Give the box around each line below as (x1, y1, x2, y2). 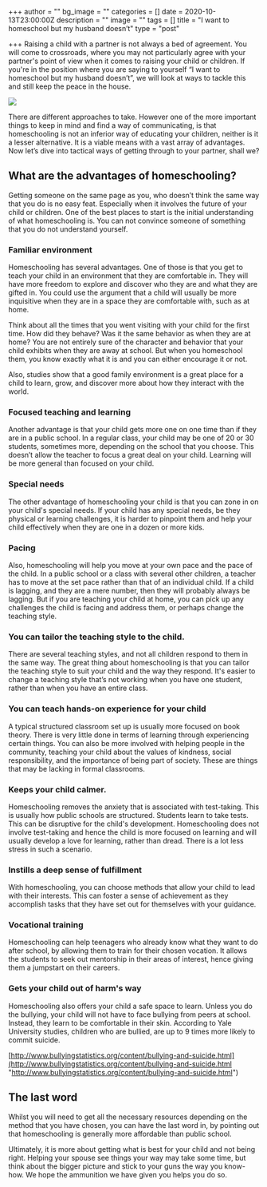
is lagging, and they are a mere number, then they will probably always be (8, 586, 250, 595)
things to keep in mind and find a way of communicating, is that (8, 121, 217, 130)
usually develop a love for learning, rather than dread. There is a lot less (8, 836, 245, 845)
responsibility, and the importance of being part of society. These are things (8, 755, 258, 765)
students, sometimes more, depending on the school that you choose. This (8, 442, 254, 451)
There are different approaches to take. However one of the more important (8, 112, 257, 121)
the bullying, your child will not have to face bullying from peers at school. (8, 1010, 251, 1019)
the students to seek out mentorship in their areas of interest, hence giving (8, 955, 253, 964)
